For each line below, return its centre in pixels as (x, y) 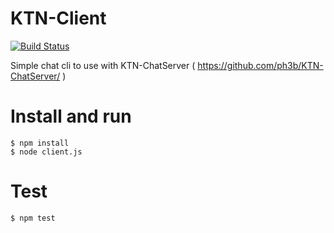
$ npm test (33, 218)
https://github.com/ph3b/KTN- (260, 65)
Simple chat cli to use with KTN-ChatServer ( (103, 65)
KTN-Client (58, 18)
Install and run (71, 116)
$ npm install (40, 143)
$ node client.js (46, 152)
